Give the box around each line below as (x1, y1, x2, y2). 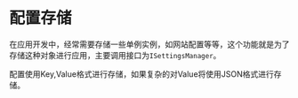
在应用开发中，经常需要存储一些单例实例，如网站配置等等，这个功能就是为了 (9, 39, 290, 49)
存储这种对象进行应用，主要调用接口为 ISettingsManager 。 (9, 49, 221, 60)
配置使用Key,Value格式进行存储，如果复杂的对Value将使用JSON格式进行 (9, 68, 274, 79)
